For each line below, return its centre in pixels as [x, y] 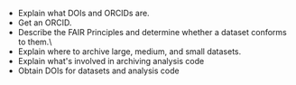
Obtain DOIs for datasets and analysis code [98, 71]
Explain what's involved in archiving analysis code [111, 61]
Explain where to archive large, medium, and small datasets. [129, 52]
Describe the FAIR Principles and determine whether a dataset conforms [152, 32]
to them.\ [35, 42]
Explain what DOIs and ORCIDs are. [84, 13]
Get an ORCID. [45, 23]
